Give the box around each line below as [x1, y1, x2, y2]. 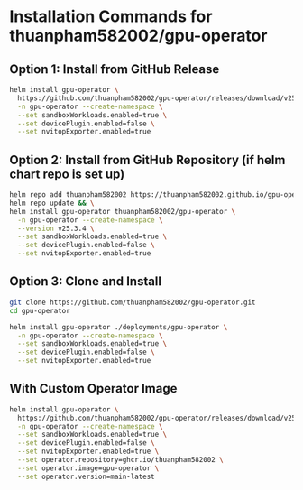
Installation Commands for [9, 6, 213, 27]
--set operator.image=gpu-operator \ [17, 463, 160, 473]
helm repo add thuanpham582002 [9, 190, 127, 199]
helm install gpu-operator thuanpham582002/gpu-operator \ [9, 207, 236, 216]
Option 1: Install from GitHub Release [9, 61, 220, 77]
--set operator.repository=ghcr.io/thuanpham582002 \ [17, 456, 224, 465]
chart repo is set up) [9, 166, 125, 181]
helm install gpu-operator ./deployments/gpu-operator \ [9, 322, 228, 331]
